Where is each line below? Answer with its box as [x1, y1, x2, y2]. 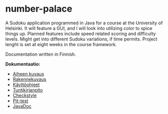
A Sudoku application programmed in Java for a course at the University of [5, 20, 163, 26]
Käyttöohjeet [12, 82, 40, 88]
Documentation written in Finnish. [5, 51, 77, 57]
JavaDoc [12, 103, 32, 109]
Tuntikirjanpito [12, 87, 43, 93]
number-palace [5, 3, 73, 15]
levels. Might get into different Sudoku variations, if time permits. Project [5, 36, 157, 42]
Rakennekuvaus [12, 76, 47, 82]
